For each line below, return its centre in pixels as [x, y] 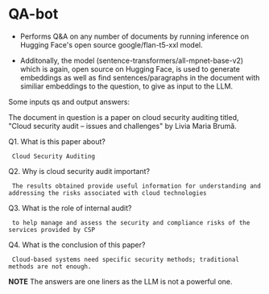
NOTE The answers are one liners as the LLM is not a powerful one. [120, 281]
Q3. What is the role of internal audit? [70, 208]
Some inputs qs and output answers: [69, 101]
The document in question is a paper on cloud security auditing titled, [124, 117]
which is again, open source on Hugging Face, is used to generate [130, 68]
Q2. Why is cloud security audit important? [79, 171]
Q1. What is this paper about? [57, 141]
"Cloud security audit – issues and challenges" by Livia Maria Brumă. [123, 126]
